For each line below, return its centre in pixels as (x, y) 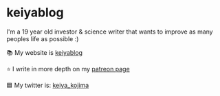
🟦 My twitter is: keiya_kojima (48, 85)
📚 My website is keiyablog (45, 52)
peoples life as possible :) (43, 38)
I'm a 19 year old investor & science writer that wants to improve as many (110, 32)
